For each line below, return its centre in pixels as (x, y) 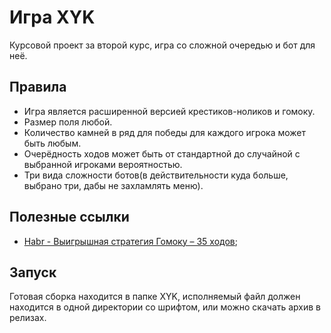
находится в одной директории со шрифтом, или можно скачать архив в (165, 307)
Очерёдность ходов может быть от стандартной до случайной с (162, 153)
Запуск (33, 272)
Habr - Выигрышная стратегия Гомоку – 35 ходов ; (130, 241)
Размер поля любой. (68, 122)
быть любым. (52, 143)
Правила (38, 87)
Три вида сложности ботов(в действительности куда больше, (156, 175)
